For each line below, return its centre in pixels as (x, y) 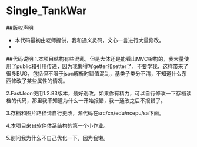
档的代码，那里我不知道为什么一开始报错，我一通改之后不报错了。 (86, 100)
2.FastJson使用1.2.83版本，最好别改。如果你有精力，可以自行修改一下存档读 (99, 93)
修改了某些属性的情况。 (39, 81)
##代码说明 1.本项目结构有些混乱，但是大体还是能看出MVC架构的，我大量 (95, 59)
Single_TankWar (46, 11)
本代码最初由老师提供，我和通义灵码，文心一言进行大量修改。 (89, 40)
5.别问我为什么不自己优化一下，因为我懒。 (57, 138)
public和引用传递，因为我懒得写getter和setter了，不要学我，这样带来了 (102, 66)
